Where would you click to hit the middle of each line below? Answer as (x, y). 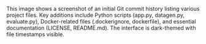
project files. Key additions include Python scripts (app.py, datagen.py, (96, 15)
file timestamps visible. (35, 34)
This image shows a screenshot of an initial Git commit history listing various (103, 9)
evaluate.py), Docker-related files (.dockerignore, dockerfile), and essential (101, 21)
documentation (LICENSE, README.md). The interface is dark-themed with (101, 28)
